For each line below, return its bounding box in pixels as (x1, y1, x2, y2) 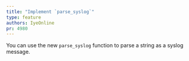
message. (6, 48, 30, 56)
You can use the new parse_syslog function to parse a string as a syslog (6, 42, 184, 49)
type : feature (6, 14, 42, 20)
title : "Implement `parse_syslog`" (6, 8, 95, 15)
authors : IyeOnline (6, 20, 55, 26)
